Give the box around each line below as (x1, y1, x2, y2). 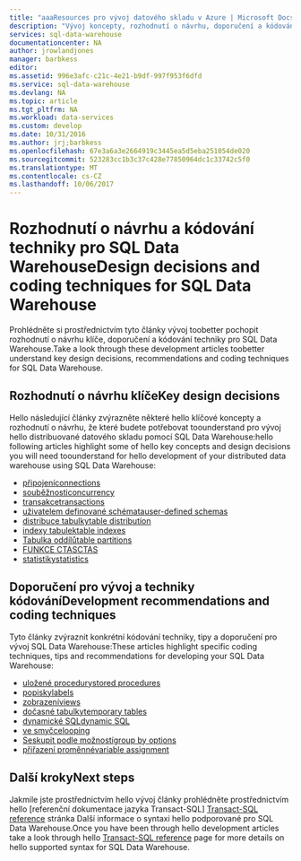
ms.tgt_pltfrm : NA (9, 105, 78, 114)
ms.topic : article (9, 96, 78, 106)
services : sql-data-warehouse (9, 30, 123, 39)
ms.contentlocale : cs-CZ (9, 171, 102, 180)
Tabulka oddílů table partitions (21, 535, 133, 545)
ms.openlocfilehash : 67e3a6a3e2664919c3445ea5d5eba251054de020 (9, 146, 251, 155)
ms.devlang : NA (9, 88, 66, 97)
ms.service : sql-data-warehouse (9, 80, 130, 89)
